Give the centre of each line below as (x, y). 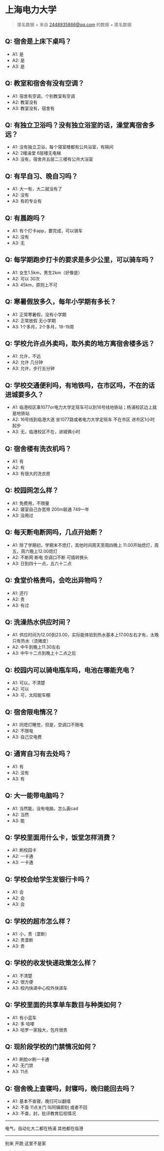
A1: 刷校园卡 (24, 850)
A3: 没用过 (23, 515)
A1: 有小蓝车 (24, 1017)
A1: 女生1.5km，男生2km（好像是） (47, 273)
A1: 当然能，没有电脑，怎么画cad (45, 808)
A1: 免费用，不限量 (31, 503)
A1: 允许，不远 (26, 356)
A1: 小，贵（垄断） (31, 934)
